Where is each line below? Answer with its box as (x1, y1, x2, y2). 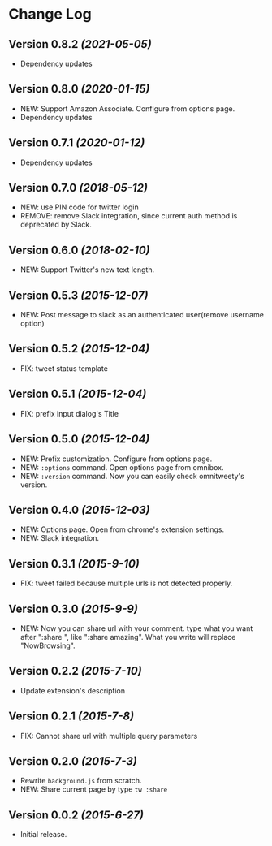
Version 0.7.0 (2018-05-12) (8, 181, 148, 195)
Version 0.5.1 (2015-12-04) (8, 387, 147, 401)
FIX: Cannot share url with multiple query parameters (19, 731, 198, 740)
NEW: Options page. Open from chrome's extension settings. (19, 524, 225, 534)
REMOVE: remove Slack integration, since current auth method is (19, 211, 238, 221)
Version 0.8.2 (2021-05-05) (8, 37, 152, 51)
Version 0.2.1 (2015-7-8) (8, 710, 134, 723)
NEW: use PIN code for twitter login (19, 202, 140, 212)
